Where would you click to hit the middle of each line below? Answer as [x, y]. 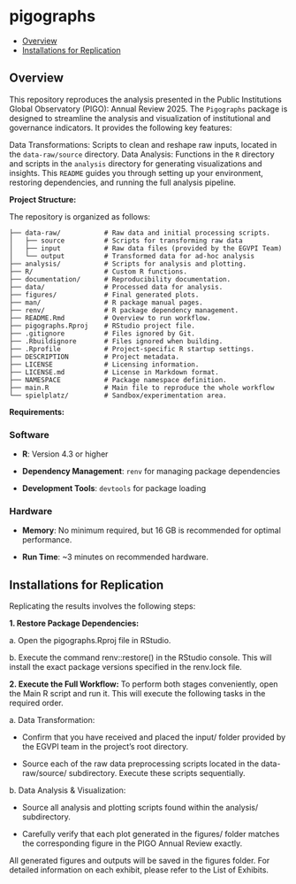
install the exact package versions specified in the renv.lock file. [126, 667]
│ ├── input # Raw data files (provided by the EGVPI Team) [146, 248]
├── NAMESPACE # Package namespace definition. [118, 380]
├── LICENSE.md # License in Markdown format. [114, 372]
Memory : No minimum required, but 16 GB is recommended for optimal [151, 530]
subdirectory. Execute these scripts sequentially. [157, 773]
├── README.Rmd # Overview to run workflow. [110, 318]
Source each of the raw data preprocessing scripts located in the [140, 764]
